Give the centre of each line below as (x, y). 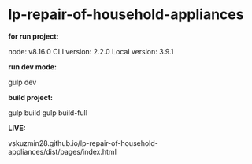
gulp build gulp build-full (48, 113)
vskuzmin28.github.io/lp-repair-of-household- (83, 143)
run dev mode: (33, 67)
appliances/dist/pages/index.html (62, 151)
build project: (31, 97)
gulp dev (22, 82)
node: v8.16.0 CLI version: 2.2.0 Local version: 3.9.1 (91, 51)
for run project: (33, 36)
